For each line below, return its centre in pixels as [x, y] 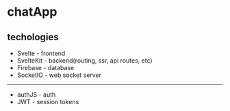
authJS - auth [36, 95]
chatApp [32, 12]
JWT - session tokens [48, 102]
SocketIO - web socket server [59, 75]
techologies [33, 37]
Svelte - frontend [41, 53]
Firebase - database [46, 68]
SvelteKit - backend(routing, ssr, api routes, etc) [85, 61]
